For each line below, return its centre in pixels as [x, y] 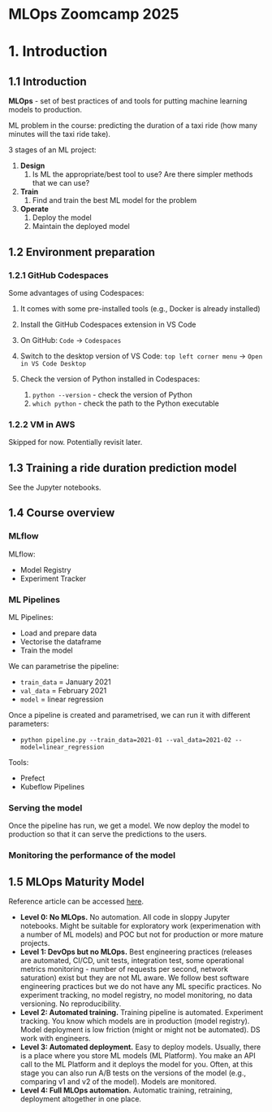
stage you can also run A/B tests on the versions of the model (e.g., [133, 1073]
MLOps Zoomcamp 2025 [94, 14]
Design [32, 166]
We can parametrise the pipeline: [64, 666]
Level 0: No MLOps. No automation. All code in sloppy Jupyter [125, 917]
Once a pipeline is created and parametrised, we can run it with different [130, 714]
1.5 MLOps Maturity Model [76, 882]
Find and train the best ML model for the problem [114, 200]
